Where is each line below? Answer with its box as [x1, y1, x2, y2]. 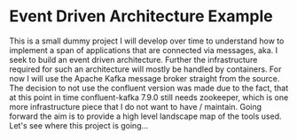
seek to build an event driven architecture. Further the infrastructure [9, 54, 258, 65]
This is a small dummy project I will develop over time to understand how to [9, 35, 285, 46]
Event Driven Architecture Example [9, 6, 273, 27]
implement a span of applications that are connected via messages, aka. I [9, 44, 278, 55]
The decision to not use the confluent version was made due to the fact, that [9, 82, 289, 93]
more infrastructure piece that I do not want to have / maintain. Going [9, 101, 262, 112]
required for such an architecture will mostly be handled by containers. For [9, 64, 282, 74]
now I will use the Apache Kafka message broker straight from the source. [9, 73, 280, 83]
